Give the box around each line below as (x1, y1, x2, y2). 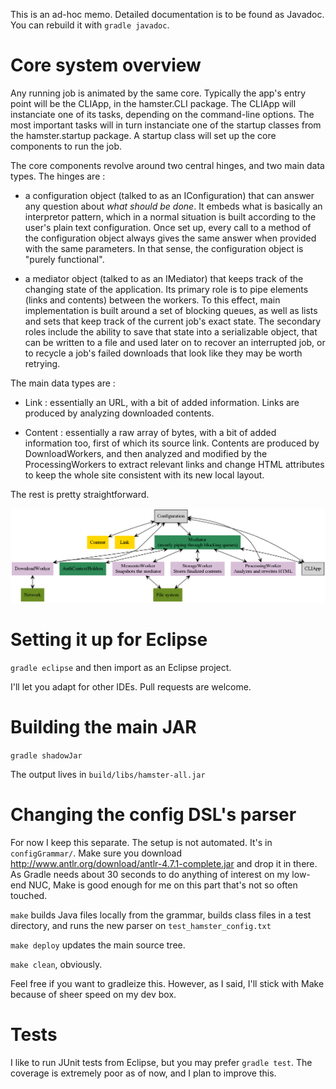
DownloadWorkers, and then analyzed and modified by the (24, 447, 268, 459)
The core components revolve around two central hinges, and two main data (10, 159, 325, 171)
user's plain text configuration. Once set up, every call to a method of (24, 221, 312, 233)
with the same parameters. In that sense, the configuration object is (24, 242, 304, 254)
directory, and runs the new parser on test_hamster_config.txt (10, 919, 272, 931)
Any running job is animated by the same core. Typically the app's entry (10, 87, 307, 99)
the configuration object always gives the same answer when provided (24, 232, 317, 244)
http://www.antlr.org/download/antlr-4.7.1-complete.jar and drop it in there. (10, 857, 318, 869)
